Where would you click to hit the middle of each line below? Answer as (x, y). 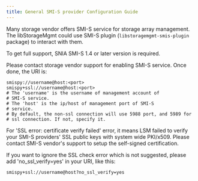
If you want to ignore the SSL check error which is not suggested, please (96, 155)
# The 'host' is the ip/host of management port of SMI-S (80, 103)
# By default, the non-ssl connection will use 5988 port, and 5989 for (99, 114)
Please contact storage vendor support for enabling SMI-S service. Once (97, 65)
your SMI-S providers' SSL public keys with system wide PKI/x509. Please (98, 137)
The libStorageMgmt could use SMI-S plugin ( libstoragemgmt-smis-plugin (98, 35)
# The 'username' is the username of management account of (83, 93)
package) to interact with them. (45, 41)
